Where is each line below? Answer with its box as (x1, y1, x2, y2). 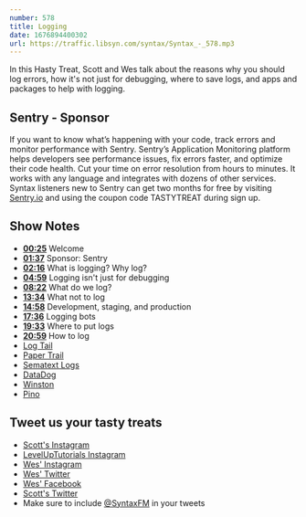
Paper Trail (22, 349, 64, 361)
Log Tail (22, 340, 53, 351)
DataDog (22, 369, 57, 380)
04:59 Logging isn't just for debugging (22, 271, 170, 283)
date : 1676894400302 (9, 30, 89, 39)
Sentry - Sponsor (9, 110, 110, 125)
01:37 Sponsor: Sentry (22, 252, 108, 263)
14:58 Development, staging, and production (22, 301, 192, 311)
